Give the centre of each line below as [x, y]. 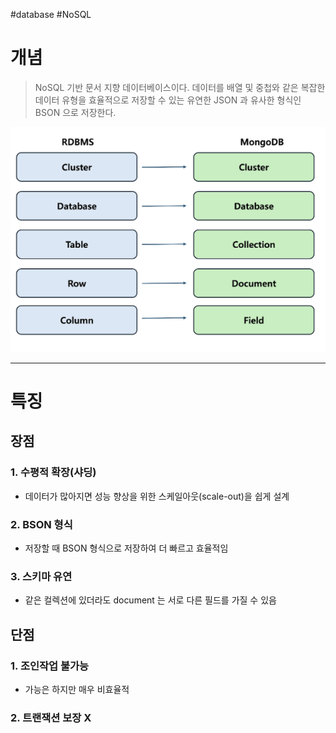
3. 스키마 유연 [41, 576]
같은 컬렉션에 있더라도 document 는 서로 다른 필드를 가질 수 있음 [150, 600]
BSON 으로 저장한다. [75, 112]
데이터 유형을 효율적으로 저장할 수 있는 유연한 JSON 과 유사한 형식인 [168, 100]
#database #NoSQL [51, 14]
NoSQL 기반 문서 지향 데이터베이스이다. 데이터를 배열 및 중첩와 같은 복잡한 [180, 87]
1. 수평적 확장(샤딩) [53, 472]
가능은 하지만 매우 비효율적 [77, 689]
